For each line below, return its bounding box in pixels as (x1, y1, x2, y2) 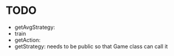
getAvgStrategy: (14, 23, 55, 31)
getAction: (14, 36, 41, 43)
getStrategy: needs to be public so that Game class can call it (14, 43, 168, 50)
